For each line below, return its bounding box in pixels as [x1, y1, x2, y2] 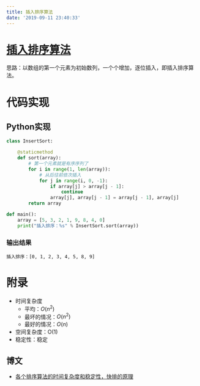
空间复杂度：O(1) [15, 328, 58, 336]
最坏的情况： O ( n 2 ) [24, 312, 71, 321]
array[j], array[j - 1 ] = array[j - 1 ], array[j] [50, 195, 179, 201]
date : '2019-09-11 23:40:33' [6, 15, 81, 21]
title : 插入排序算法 [6, 9, 53, 15]
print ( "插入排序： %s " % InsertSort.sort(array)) [17, 222, 139, 229]
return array [28, 200, 62, 206]
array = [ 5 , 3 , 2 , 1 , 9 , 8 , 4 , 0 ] [17, 217, 105, 223]
